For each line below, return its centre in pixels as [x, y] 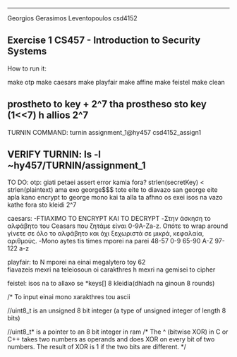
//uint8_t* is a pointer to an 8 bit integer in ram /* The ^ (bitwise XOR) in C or [118, 332]
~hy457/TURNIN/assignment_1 [77, 165]
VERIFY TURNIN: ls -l [54, 155]
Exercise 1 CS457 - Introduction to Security [104, 41]
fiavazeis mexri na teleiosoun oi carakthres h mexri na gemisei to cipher [111, 270]
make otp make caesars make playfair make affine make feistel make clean [116, 82]
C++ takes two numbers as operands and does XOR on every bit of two [111, 339]
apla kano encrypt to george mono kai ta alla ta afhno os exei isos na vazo [115, 198]
